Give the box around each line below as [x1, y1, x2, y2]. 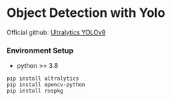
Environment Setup [6, 46, 74, 55]
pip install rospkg [6, 88, 64, 95]
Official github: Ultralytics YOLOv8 [6, 28, 106, 36]
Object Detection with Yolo [6, 5, 166, 21]
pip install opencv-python [6, 81, 86, 88]
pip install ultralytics [6, 75, 79, 82]
